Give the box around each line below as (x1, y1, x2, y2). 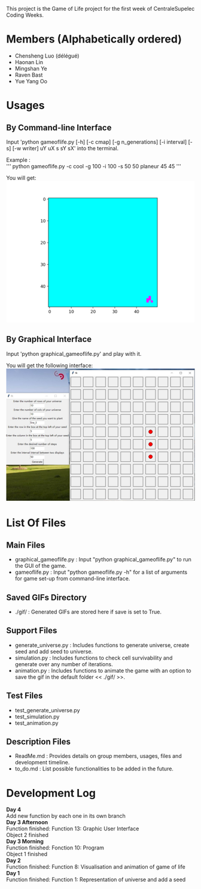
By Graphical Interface (6, 334, 92, 344)
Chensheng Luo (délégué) (14, 52, 80, 59)
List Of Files (6, 516, 66, 530)
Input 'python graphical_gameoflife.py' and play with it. (6, 350, 142, 357)
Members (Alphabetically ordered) (6, 32, 182, 46)
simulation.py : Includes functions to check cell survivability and (14, 654, 173, 661)
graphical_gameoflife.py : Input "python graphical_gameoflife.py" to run (14, 556, 191, 563)
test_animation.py (14, 719, 59, 727)
